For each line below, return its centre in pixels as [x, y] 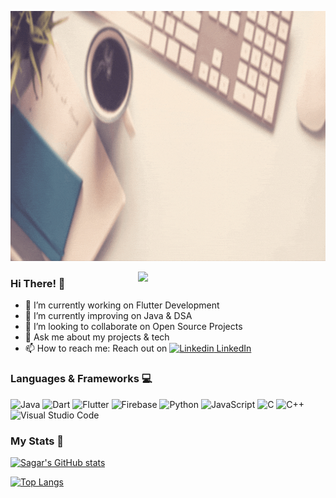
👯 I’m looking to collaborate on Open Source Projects [133, 327]
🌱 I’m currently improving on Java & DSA [108, 316]
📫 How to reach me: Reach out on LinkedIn [138, 348]
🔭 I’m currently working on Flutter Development [122, 305]
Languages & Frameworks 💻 [81, 379]
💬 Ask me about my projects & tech [97, 337]
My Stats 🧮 [37, 441]
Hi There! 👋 [38, 283]
